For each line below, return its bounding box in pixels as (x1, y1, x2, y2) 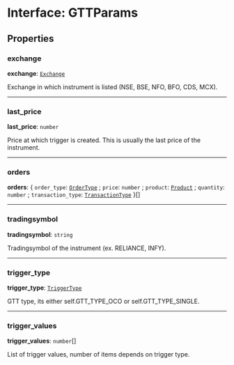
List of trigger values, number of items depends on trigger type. (7, 350, 190, 359)
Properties (7, 33, 54, 45)
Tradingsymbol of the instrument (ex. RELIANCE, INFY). (7, 244, 166, 252)
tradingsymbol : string (7, 230, 73, 238)
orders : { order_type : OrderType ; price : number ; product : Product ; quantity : (7, 183, 225, 192)
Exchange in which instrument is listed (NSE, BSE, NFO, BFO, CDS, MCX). (7, 82, 218, 91)
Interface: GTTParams (7, 5, 138, 21)
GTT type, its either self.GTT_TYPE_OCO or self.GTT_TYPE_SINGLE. (7, 297, 200, 306)
